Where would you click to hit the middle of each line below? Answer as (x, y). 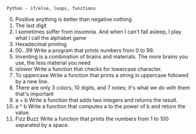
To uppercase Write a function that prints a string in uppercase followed (102, 75)
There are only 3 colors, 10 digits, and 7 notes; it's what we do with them (103, 87)
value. (23, 112)
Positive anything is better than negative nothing (73, 19)
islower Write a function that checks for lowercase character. (89, 69)
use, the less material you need (53, 63)
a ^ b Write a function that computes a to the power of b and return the (100, 106)
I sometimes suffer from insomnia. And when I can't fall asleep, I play (98, 32)
